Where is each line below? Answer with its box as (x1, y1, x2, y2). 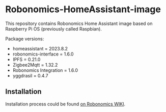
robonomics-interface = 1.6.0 (12, 51, 74, 57)
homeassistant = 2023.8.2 (12, 45, 68, 51)
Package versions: (5, 36, 44, 42)
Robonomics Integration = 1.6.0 (12, 67, 78, 73)
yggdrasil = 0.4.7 (12, 72, 48, 78)
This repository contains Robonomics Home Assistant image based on (5, 20, 153, 26)
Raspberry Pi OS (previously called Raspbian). (5, 25, 102, 32)
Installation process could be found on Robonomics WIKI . (5, 101, 126, 107)
